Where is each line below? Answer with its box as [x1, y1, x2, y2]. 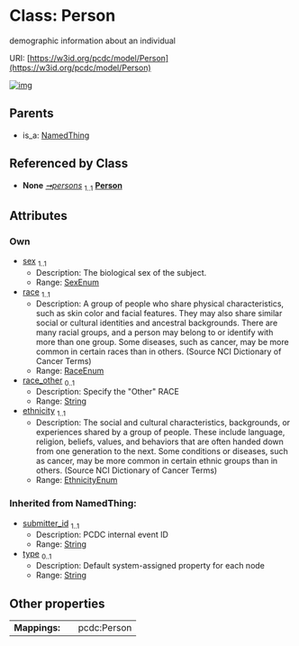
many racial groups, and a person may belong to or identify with [35, 326, 274, 338]
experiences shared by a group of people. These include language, [35, 427, 285, 438]
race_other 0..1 [22, 375, 75, 387]
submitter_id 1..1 [22, 517, 80, 531]
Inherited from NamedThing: [9, 497, 137, 510]
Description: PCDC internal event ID [35, 529, 169, 541]
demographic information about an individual [9, 35, 176, 46]
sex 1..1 [22, 256, 47, 268]
